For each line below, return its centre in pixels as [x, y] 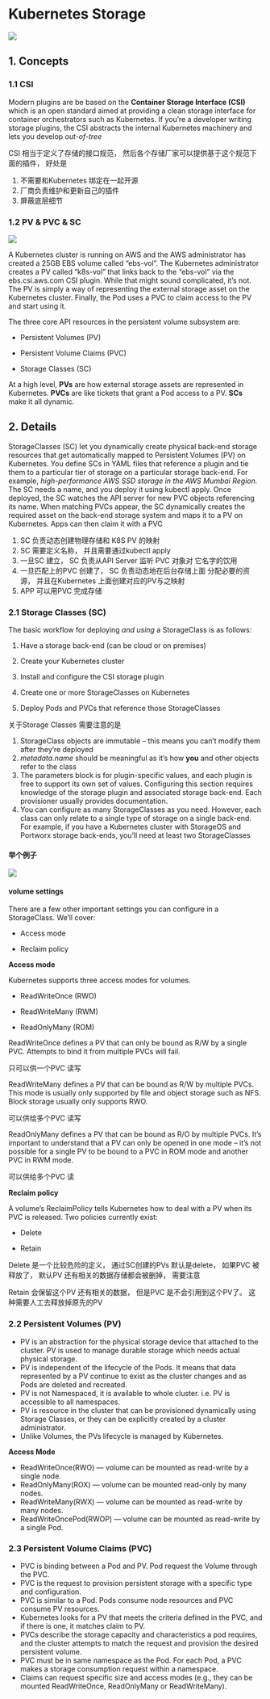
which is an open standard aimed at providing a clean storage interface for [132, 111]
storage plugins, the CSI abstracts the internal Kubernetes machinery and [130, 128]
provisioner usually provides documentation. [94, 801]
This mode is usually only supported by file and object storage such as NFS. [135, 1093]
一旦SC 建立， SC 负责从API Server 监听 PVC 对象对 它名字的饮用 [129, 560]
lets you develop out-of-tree [55, 136]
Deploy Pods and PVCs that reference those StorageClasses [120, 709]
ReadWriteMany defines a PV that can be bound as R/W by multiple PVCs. [131, 1084]
